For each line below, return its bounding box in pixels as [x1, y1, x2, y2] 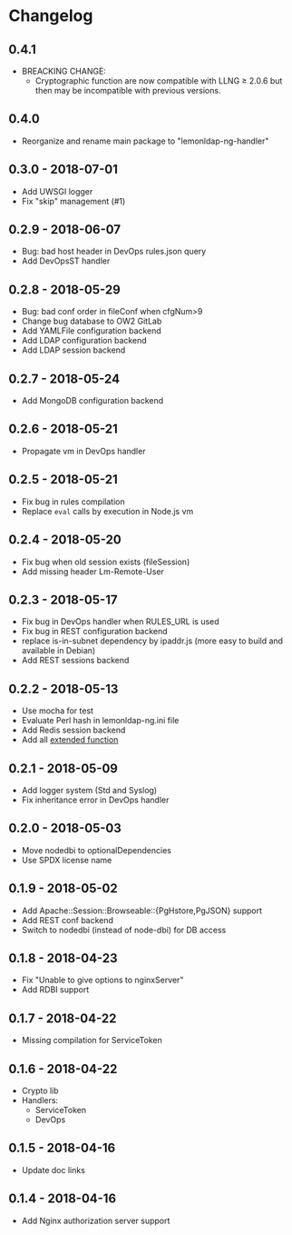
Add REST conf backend [21, 914, 114, 925]
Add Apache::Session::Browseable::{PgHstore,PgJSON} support [21, 905, 263, 916]
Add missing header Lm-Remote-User [21, 565, 165, 577]
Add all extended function [21, 734, 119, 745]
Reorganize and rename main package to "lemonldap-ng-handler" [21, 135, 269, 146]
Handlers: [21, 1095, 59, 1105]
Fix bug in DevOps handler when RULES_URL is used [21, 616, 219, 627]
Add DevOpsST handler [21, 255, 111, 266]
